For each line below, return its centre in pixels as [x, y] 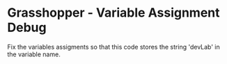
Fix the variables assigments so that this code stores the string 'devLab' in [114, 47]
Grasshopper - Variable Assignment [114, 13]
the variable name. [34, 54]
